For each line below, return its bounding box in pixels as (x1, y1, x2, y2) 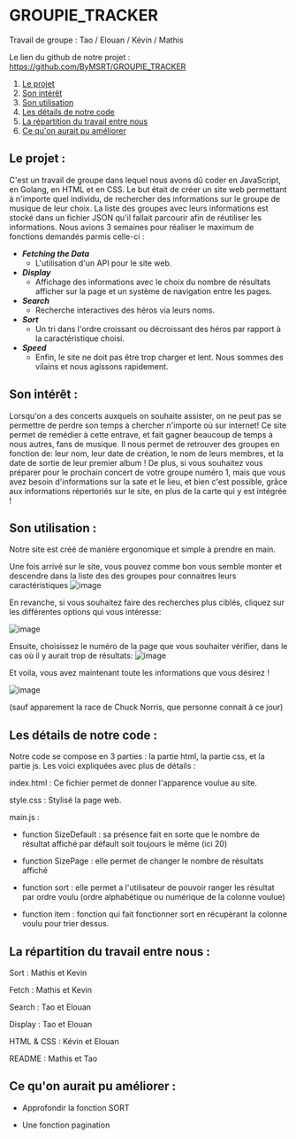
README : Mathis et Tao (9, 1053, 98, 1064)
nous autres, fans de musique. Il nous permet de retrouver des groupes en (9, 438, 280, 449)
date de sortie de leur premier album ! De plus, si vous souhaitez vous (9, 457, 263, 468)
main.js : (9, 812, 40, 823)
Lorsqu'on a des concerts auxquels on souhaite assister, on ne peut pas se (9, 410, 282, 421)
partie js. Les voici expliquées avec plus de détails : (9, 761, 196, 771)
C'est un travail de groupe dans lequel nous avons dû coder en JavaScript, (9, 174, 281, 185)
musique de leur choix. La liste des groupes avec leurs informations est (9, 203, 269, 213)
